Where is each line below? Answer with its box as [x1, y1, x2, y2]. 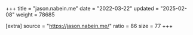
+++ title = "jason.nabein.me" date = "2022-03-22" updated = [5, 5, 160, 12]
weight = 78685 [16, 11, 55, 18]
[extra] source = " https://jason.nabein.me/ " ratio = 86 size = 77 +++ [5, 23, 173, 29]
